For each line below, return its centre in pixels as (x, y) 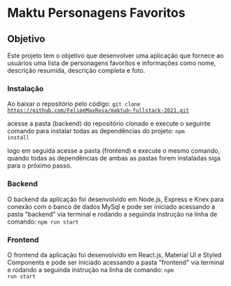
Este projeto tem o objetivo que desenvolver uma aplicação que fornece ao (115, 55)
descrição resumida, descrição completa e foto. (76, 70)
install (19, 138)
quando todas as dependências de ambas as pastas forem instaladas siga (114, 158)
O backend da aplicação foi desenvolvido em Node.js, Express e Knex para (115, 199)
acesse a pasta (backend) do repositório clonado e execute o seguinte (109, 123)
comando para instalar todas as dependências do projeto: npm (96, 131)
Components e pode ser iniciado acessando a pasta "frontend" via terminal (116, 262)
